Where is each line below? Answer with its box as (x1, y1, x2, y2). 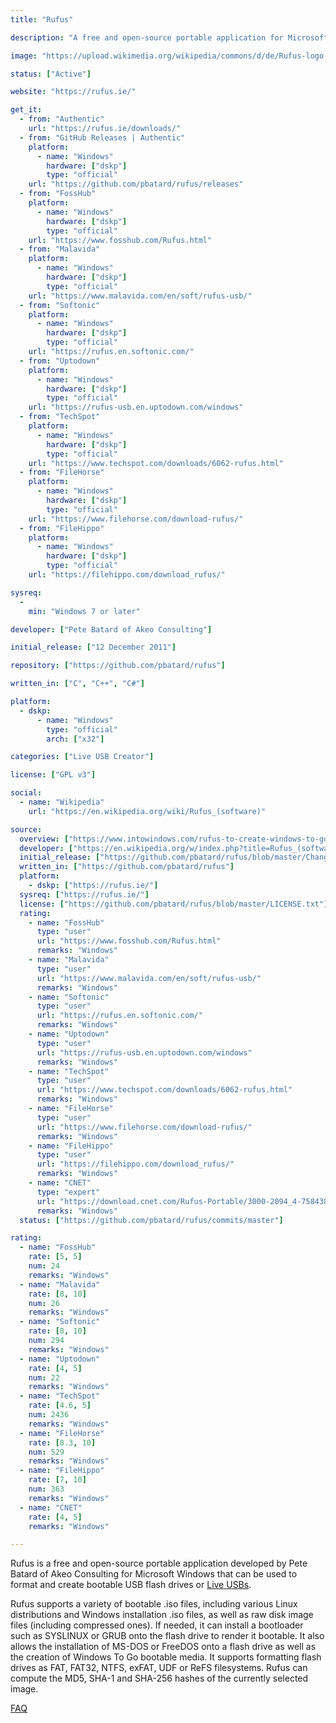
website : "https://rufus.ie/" (10, 87, 137, 97)
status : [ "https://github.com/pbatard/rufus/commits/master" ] (19, 1215, 284, 1225)
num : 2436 (28, 1410, 70, 1420)
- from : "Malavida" (19, 244, 101, 255)
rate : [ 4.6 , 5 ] (28, 1401, 92, 1411)
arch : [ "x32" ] (46, 734, 105, 744)
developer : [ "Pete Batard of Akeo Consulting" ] (10, 624, 213, 635)
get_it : (10, 105, 43, 115)
